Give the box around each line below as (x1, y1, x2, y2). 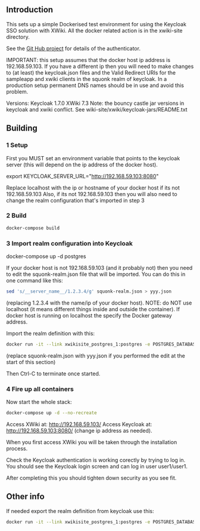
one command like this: (6, 277, 64, 284)
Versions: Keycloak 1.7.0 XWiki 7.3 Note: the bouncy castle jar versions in (6, 100, 185, 107)
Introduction (6, 5, 54, 15)
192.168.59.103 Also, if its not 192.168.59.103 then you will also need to (6, 190, 177, 197)
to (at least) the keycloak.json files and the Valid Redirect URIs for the (6, 69, 176, 76)
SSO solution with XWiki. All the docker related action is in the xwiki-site (6, 27, 183, 34)
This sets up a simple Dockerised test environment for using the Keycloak (6, 20, 186, 27)
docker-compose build (6, 225, 60, 231)
